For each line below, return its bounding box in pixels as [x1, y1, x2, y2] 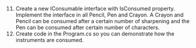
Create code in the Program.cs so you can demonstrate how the [15, 30, 175, 37]
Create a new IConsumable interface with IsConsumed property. [15, 5, 175, 12]
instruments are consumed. [15, 37, 84, 43]
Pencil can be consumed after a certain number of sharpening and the [15, 18, 190, 24]
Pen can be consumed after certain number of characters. [15, 24, 160, 31]
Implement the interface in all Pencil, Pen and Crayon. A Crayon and [15, 11, 184, 18]
